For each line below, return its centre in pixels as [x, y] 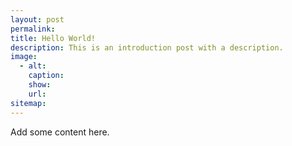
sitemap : [28, 103]
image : [24, 57]
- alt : [33, 66]
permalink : [33, 29]
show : [40, 85]
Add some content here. [60, 132]
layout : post [37, 19]
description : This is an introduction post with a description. [147, 47]
